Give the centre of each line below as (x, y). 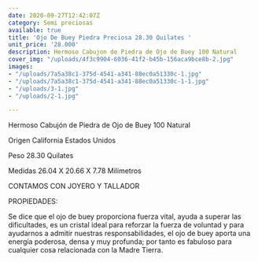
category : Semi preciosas (50, 23)
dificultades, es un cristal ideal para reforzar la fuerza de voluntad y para (126, 225)
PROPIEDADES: (33, 201)
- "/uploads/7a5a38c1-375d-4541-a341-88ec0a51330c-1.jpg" (105, 74)
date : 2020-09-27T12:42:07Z (54, 15)
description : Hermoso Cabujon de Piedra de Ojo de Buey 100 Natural (123, 52)
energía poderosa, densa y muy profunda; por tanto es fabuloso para (120, 242)
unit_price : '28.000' (44, 45)
